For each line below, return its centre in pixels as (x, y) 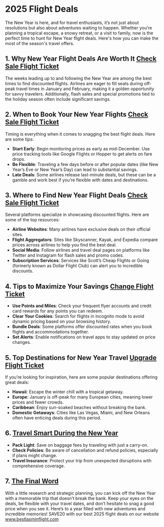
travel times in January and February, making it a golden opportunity (85, 89)
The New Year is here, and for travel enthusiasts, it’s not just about (72, 23)
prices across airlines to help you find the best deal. (64, 245)
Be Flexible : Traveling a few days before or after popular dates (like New (85, 164)
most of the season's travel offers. (40, 43)
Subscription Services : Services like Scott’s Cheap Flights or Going (81, 261)
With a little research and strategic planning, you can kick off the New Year (80, 493)
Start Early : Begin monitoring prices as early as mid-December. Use (81, 148)
